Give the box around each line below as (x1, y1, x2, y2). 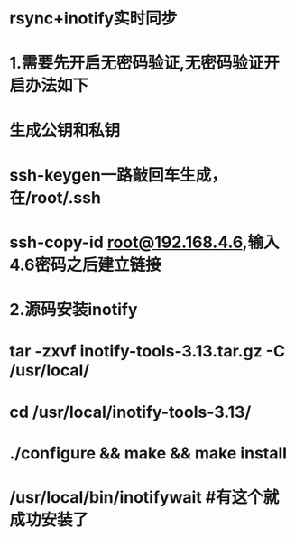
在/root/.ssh (9, 187, 102, 208)
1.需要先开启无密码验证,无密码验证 (9, 53, 264, 73)
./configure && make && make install (9, 443, 287, 463)
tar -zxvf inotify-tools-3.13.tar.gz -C (9, 341, 286, 362)
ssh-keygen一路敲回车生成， (9, 164, 227, 185)
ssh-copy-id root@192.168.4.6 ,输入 (9, 232, 280, 253)
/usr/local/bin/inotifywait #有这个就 (9, 486, 280, 507)
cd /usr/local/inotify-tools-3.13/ (9, 402, 252, 422)
